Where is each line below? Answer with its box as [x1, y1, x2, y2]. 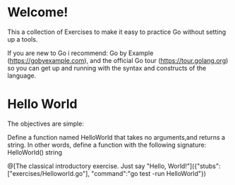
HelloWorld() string [7, 148, 62, 156]
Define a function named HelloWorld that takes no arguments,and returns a [7, 133, 226, 141]
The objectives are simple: [7, 119, 85, 128]
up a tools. [7, 35, 38, 43]
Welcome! [7, 4, 68, 20]
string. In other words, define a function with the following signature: [7, 141, 207, 149]
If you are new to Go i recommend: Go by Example [7, 49, 154, 57]
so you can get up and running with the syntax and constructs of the [7, 64, 207, 72]
